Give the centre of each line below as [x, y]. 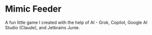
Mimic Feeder [33, 9]
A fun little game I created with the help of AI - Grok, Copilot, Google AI [76, 22]
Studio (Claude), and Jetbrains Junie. [43, 27]
